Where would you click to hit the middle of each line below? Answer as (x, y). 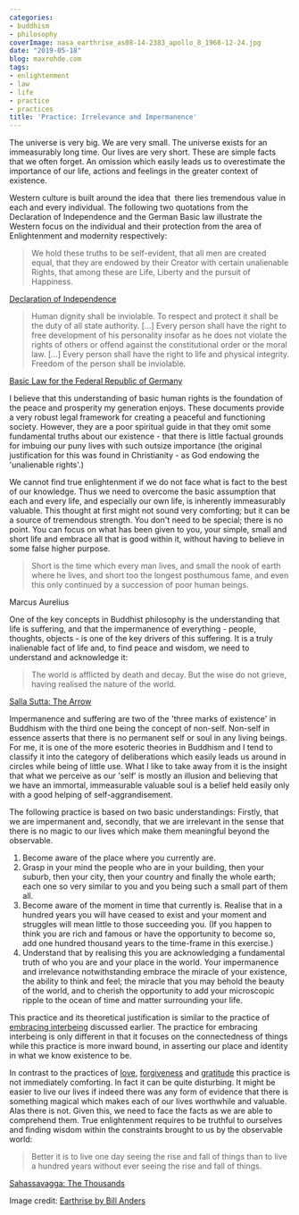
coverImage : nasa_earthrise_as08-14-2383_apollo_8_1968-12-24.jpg (135, 42)
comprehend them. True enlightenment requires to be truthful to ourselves (146, 1120)
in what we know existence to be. (71, 1056)
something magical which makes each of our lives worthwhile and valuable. (148, 1102)
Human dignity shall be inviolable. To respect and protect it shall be (154, 316)
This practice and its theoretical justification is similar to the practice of (140, 1018)
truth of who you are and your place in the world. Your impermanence (150, 962)
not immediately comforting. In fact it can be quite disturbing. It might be (142, 1083)
